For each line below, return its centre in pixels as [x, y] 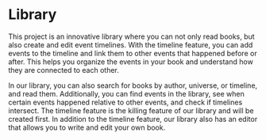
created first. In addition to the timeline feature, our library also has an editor [133, 119]
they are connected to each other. [64, 70]
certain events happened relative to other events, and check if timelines [125, 102]
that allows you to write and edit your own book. [87, 127]
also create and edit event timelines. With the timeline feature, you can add [131, 44]
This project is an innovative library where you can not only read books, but [132, 36]
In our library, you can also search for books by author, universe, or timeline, [133, 85]
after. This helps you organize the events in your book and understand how [131, 62]
